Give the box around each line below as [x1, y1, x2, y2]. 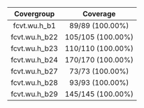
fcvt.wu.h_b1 [13, 21, 56, 30]
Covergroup [13, 9, 55, 18]
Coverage [82, 9, 116, 18]
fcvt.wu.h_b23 [10, 43, 58, 53]
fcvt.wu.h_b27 [10, 67, 58, 76]
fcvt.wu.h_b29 [10, 89, 58, 99]
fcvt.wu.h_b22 [10, 32, 58, 41]
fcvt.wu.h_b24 [10, 55, 58, 65]
